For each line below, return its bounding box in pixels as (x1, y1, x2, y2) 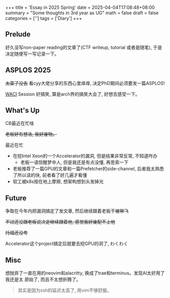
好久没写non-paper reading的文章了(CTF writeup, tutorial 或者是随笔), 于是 (5, 44, 162, 50)
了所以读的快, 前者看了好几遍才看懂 (12, 172, 87, 178)
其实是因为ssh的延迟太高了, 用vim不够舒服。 (17, 287, 112, 293)
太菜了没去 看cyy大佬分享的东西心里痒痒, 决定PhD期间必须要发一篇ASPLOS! (5, 80, 165, 86)
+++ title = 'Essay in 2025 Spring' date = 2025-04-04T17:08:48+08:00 (5, 5, 155, 10)
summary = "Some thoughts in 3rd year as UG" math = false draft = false (5, 10, 159, 16)
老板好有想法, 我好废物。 (5, 131, 57, 137)
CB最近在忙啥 (5, 120, 34, 126)
